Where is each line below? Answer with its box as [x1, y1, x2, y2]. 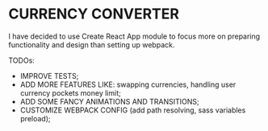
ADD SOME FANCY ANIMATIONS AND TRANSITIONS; [19, 96, 199, 106]
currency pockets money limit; [19, 88, 121, 97]
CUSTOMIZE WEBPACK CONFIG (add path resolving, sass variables [19, 105, 246, 115]
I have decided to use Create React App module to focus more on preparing [8, 31, 261, 41]
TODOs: [8, 55, 35, 65]
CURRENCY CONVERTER [8, 5, 180, 23]
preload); [19, 113, 51, 123]
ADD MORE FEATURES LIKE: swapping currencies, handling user [19, 80, 237, 89]
